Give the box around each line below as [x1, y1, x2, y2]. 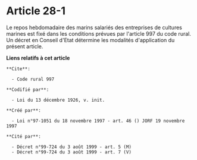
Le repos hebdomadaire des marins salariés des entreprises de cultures [6, 24, 183, 31]
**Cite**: [6, 65, 31, 72]
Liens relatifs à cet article [6, 54, 70, 61]
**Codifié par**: [6, 86, 49, 93]
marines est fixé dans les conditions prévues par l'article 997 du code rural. [6, 30, 192, 37]
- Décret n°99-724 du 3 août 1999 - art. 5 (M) [11, 144, 132, 150]
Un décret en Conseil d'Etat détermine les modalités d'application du [6, 36, 175, 43]
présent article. [6, 43, 43, 50]
